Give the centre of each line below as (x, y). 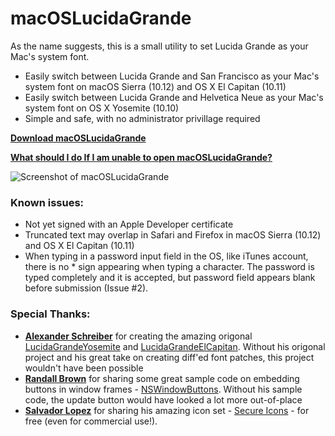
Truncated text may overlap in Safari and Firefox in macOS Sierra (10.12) (173, 235)
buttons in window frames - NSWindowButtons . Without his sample (163, 389)
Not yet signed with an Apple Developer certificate (129, 224)
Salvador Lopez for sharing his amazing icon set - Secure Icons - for (167, 410)
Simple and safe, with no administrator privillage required (142, 118)
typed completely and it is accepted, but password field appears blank (170, 278)
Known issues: (47, 202)
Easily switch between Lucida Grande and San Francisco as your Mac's (172, 76)
